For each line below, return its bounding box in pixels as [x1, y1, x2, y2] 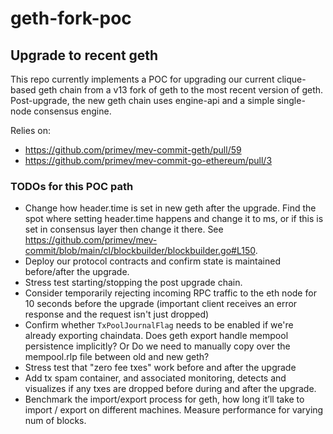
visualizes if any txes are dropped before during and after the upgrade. [24, 383, 317, 395]
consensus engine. [33, 105, 112, 117]
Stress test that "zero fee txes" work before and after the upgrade [24, 362, 297, 374]
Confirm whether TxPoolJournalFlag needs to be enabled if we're [24, 319, 294, 331]
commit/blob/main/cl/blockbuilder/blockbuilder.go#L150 [24, 245, 256, 257]
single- [276, 95, 306, 106]
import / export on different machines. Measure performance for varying [24, 404, 324, 416]
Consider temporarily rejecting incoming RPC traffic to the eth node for [24, 287, 317, 299]
